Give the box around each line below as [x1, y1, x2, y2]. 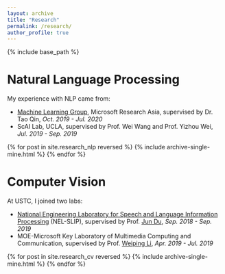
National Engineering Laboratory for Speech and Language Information [16, 210, 218, 219]
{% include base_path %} [7, 48, 80, 56]
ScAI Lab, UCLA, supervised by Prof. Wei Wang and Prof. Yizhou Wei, [16, 123, 213, 131]
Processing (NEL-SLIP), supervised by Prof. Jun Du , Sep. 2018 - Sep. [16, 217, 213, 226]
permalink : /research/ [7, 23, 72, 29]
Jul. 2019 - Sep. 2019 [16, 129, 78, 138]
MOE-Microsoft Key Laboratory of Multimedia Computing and [16, 232, 191, 240]
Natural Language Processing [7, 72, 180, 88]
